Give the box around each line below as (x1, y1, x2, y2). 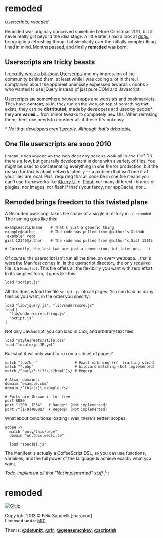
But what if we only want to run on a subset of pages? (5, 351, 113, 357)
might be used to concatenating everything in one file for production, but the (5, 163, 158, 169)
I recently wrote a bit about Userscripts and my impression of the (5, 71, 135, 77)
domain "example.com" (5, 382, 49, 386)
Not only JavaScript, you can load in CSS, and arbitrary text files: (5, 329, 135, 334)
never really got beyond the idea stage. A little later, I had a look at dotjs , (5, 34, 149, 39)
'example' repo (5, 234, 36, 239)
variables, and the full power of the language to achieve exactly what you (5, 455, 151, 462)
